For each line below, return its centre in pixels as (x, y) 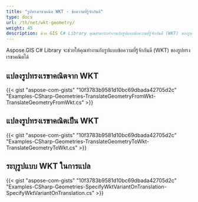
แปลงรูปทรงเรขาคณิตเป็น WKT (52, 121)
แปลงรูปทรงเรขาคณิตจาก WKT (52, 76)
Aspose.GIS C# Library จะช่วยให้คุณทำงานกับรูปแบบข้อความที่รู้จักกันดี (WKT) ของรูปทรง (98, 50)
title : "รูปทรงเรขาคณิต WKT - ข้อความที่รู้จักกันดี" (55, 11)
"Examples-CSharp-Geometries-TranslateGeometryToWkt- (77, 141)
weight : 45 (19, 28)
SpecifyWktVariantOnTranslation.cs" (50, 193)
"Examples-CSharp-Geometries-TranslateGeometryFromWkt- (81, 96)
